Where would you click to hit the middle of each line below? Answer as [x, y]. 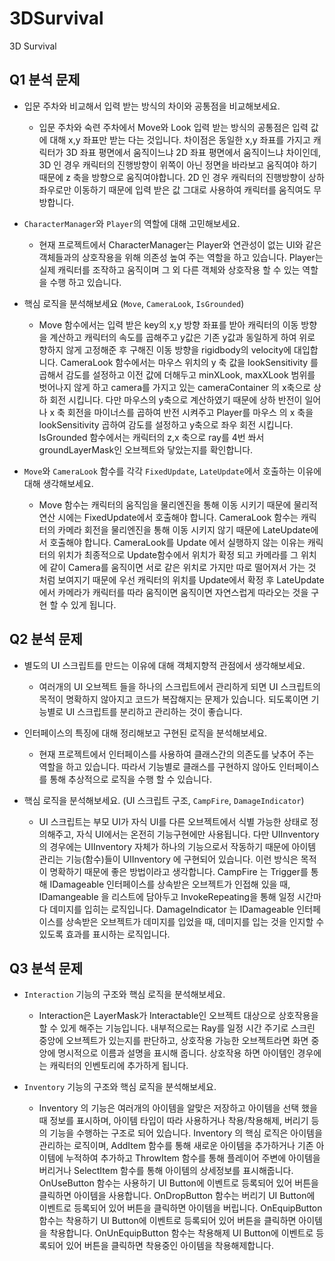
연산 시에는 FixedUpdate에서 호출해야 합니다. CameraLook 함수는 [168, 517]
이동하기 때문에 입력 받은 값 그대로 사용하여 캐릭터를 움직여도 [192, 189]
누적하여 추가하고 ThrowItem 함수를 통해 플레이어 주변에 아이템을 [193, 1158]
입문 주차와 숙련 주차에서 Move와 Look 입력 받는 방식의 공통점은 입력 [173, 127]
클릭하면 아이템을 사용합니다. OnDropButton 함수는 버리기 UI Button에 [177, 1196]
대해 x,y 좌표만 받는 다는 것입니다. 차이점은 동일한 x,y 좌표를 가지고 [180, 139]
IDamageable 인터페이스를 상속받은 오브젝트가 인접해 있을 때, [170, 884]
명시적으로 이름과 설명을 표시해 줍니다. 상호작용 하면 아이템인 [176, 1053]
